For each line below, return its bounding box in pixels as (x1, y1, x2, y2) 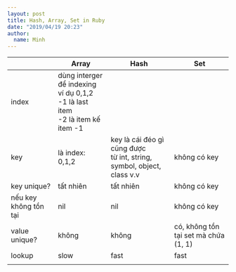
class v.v (110, 170, 140, 180)
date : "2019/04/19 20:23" (7, 23, 83, 30)
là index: (58, 148, 86, 158)
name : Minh (13, 37, 46, 44)
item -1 (58, 124, 84, 134)
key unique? (11, 181, 51, 191)
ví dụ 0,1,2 (58, 89, 93, 98)
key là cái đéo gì (110, 135, 164, 145)
